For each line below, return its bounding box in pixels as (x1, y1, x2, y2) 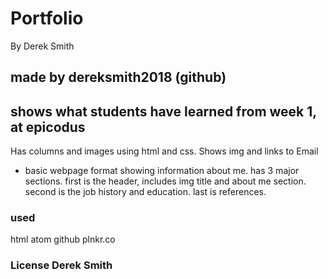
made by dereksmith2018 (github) (10, 69, 227, 86)
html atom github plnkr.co (10, 233, 116, 246)
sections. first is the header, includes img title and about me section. (24, 175, 307, 187)
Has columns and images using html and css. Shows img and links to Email (10, 145, 319, 157)
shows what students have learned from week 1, (10, 103, 317, 120)
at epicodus (10, 118, 86, 136)
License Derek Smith (10, 258, 113, 272)
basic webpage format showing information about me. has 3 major (24, 165, 300, 177)
